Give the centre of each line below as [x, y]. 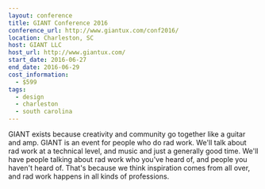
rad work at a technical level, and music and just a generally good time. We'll [133, 151]
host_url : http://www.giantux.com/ [67, 52]
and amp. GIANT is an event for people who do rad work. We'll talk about [128, 143]
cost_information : [38, 75]
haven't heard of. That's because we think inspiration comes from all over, [129, 168]
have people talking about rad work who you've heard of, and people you [128, 159]
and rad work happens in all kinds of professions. [89, 176]
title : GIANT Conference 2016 [58, 23]
